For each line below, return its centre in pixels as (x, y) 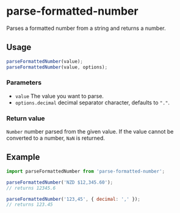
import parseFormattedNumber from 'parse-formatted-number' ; (86, 171)
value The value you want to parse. (59, 96)
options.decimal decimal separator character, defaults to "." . (92, 103)
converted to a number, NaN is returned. (56, 138)
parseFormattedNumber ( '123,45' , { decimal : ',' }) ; (73, 199)
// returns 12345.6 (31, 188)
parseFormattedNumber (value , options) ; (57, 67)
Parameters (24, 82)
